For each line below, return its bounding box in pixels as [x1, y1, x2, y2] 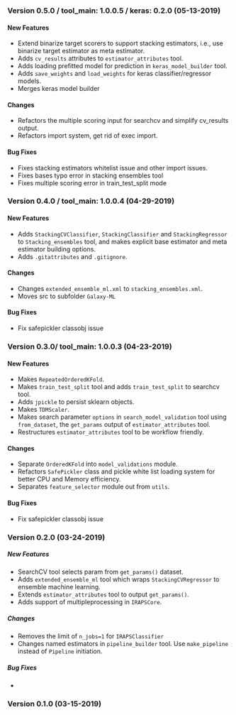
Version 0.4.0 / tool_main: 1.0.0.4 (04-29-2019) [7, 196, 175, 206]
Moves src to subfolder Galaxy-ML [17, 292, 116, 300]
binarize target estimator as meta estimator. [17, 47, 145, 55]
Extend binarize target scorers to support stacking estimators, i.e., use [17, 39, 223, 48]
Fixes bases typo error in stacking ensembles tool [17, 171, 164, 180]
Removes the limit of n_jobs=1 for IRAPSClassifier [17, 632, 164, 640]
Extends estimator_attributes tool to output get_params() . [17, 590, 189, 599]
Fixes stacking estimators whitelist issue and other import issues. [17, 163, 208, 172]
